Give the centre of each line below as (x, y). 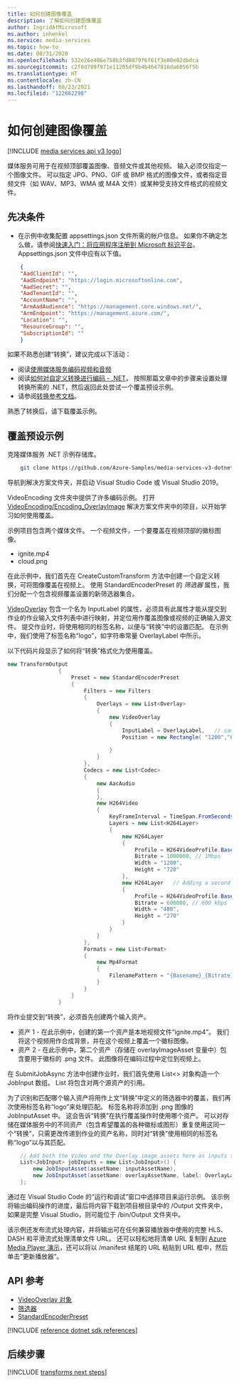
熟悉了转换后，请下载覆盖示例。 (54, 411)
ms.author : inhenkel (38, 34)
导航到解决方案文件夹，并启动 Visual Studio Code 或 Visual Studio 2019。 (115, 482)
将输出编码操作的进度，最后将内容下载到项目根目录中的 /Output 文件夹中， (117, 1206)
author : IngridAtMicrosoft (47, 27)
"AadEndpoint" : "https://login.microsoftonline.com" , (101, 280)
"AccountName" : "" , (49, 300)
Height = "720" (157, 870)
